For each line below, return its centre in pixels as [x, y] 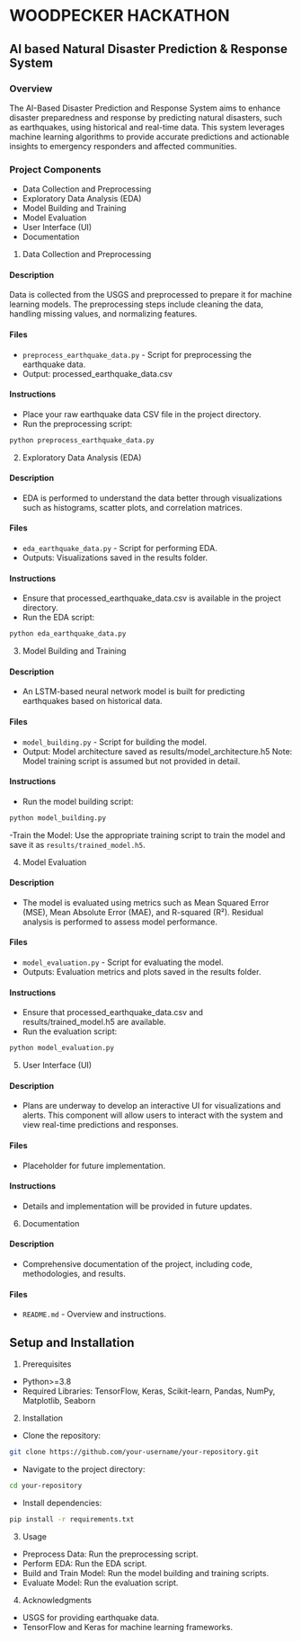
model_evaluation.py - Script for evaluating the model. [123, 962]
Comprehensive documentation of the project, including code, [137, 1263]
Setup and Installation [72, 1342]
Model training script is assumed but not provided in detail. [131, 761]
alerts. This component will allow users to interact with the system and [153, 1115]
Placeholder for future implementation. [94, 1165]
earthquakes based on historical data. [93, 701]
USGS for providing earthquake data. [91, 1617]
